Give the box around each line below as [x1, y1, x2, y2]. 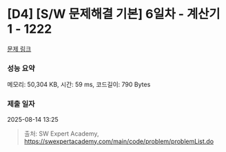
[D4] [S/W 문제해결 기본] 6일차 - [7, 6, 185, 22]
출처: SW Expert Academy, [23, 129, 99, 138]
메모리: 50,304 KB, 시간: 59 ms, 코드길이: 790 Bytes [7, 80, 151, 89]
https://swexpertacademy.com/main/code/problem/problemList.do [23, 137, 214, 145]
